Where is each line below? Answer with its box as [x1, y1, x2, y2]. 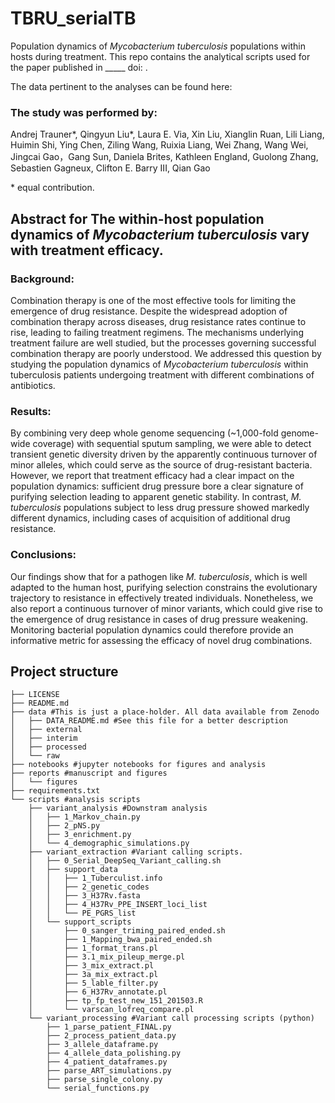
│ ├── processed [10, 742, 87, 752]
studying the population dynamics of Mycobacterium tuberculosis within [10, 358, 309, 370]
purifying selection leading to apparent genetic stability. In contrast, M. [10, 491, 302, 503]
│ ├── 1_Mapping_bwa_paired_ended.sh [28, 935, 213, 945]
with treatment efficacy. [10, 242, 164, 259]
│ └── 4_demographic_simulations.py [28, 838, 190, 849]
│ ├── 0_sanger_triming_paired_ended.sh [28, 926, 226, 936]
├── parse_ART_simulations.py [46, 1066, 172, 1076]
